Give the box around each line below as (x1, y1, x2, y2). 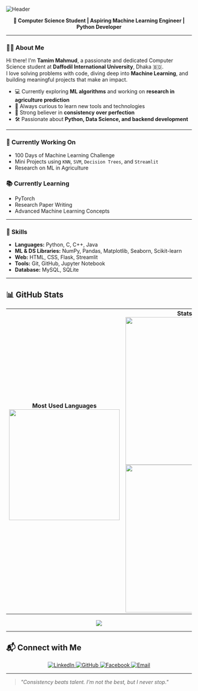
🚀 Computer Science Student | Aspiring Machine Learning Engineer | (13, 17, 185, 24)
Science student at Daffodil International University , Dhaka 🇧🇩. (6, 63, 164, 70)
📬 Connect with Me (6, 643, 81, 653)
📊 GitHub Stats (6, 289, 64, 299)
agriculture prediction (14, 96, 70, 103)
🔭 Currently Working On (6, 138, 76, 146)
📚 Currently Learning (6, 179, 70, 187)
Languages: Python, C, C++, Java (14, 241, 98, 248)
